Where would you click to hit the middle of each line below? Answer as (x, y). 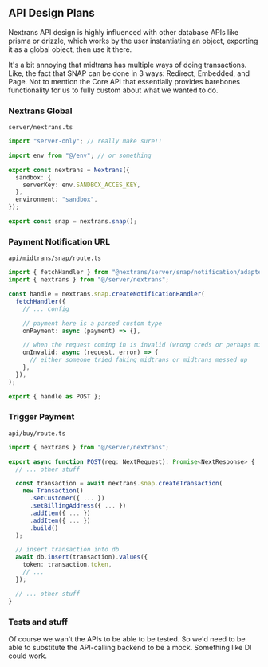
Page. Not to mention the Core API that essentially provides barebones (124, 81)
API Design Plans (51, 13)
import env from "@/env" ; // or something (80, 155)
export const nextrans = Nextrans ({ (69, 170)
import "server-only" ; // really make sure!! (85, 141)
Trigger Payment (41, 417)
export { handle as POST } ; (55, 396)
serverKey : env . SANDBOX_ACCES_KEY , (82, 185)
